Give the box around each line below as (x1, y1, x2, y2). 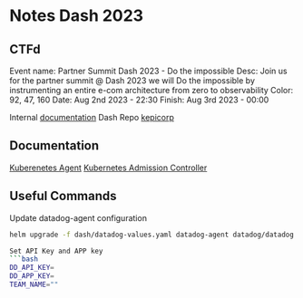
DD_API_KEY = (9, 264, 54, 273)
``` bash (9, 255, 39, 264)
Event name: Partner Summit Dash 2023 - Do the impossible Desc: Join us (9, 65, 288, 76)
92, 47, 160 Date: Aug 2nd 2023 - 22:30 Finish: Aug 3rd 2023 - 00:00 (9, 94, 269, 105)
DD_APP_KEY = (9, 272, 54, 281)
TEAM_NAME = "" (9, 280, 59, 289)
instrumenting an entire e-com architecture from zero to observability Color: (9, 85, 294, 95)
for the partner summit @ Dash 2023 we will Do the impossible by (9, 75, 256, 86)
